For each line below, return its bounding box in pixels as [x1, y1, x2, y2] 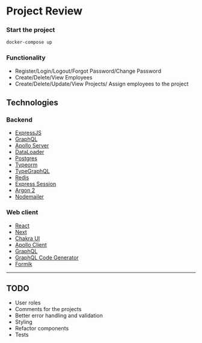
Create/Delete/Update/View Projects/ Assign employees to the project [14, 80, 189, 87]
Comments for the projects [14, 306, 82, 313]
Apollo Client [14, 241, 47, 248]
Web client [6, 208, 38, 217]
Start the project [6, 26, 55, 34]
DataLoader [14, 149, 44, 156]
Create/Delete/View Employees [14, 73, 93, 81]
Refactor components [14, 325, 69, 332]
